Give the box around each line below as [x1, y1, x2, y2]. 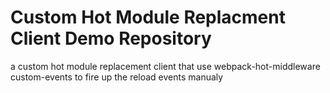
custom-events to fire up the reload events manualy [10, 71, 224, 83]
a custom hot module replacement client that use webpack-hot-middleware [10, 60, 321, 72]
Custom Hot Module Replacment [10, 6, 286, 29]
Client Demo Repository [10, 27, 212, 50]
